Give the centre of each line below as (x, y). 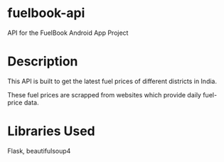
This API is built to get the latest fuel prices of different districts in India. (112, 81)
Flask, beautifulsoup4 (39, 151)
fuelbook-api (46, 13)
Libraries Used (51, 131)
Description (43, 61)
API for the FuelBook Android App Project (68, 33)
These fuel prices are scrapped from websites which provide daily (104, 94)
